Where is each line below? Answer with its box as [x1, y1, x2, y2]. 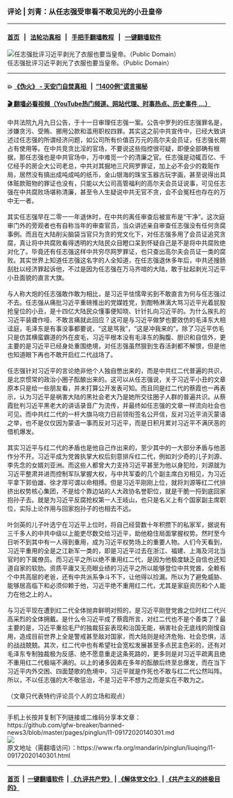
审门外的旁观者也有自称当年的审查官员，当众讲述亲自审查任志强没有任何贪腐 [7, 221, 226, 230]
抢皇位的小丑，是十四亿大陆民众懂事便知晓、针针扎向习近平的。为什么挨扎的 [7, 307, 226, 315]
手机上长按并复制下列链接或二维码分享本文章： [7, 713, 141, 721]
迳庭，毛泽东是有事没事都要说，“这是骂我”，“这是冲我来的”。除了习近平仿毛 [7, 324, 225, 333]
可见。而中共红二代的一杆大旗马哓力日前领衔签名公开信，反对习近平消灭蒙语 [7, 410, 226, 419]
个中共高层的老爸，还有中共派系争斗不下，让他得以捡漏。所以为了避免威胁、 [7, 573, 226, 581]
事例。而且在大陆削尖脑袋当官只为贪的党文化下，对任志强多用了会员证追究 [7, 230, 220, 239]
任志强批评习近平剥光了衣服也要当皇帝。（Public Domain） [7, 58, 173, 67]
